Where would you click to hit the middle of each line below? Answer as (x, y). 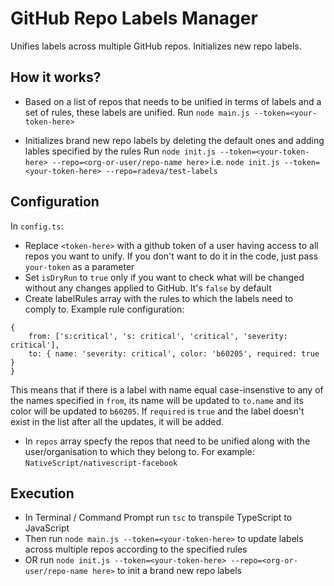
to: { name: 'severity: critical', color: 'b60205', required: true (174, 353)
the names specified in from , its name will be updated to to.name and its (157, 400)
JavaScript (47, 528)
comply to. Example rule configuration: (104, 309)
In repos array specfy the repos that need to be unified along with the (167, 441)
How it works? (56, 77)
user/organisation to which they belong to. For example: (139, 451)
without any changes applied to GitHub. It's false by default (148, 288)
